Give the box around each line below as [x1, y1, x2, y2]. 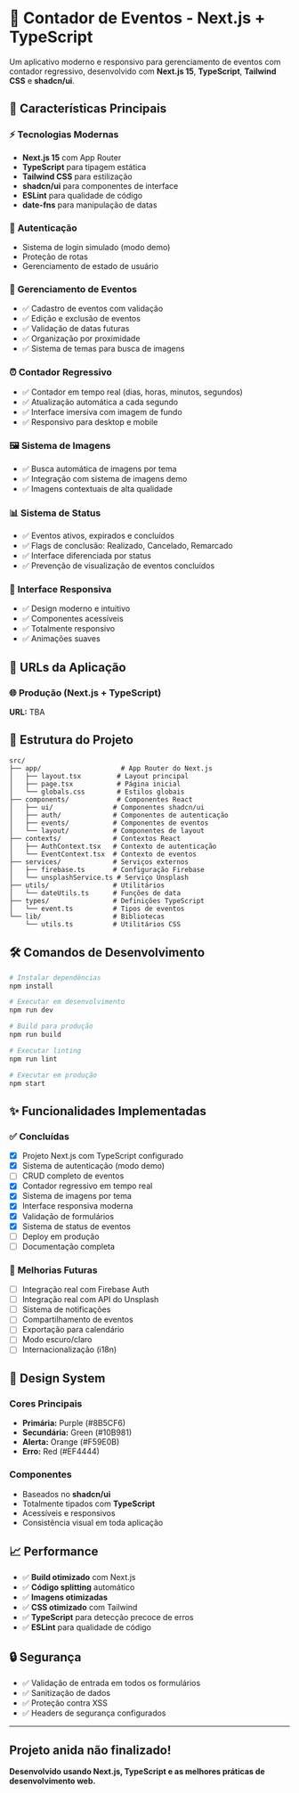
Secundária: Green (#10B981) [21, 1427, 133, 1438]
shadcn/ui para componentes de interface [21, 180, 179, 191]
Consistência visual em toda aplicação [21, 1517, 164, 1528]
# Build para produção [9, 1022, 93, 1031]
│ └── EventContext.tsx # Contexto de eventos [9, 850, 198, 859]
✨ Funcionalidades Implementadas [9, 1104, 206, 1119]
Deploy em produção [21, 1231, 100, 1242]
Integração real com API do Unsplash [21, 1294, 159, 1305]
